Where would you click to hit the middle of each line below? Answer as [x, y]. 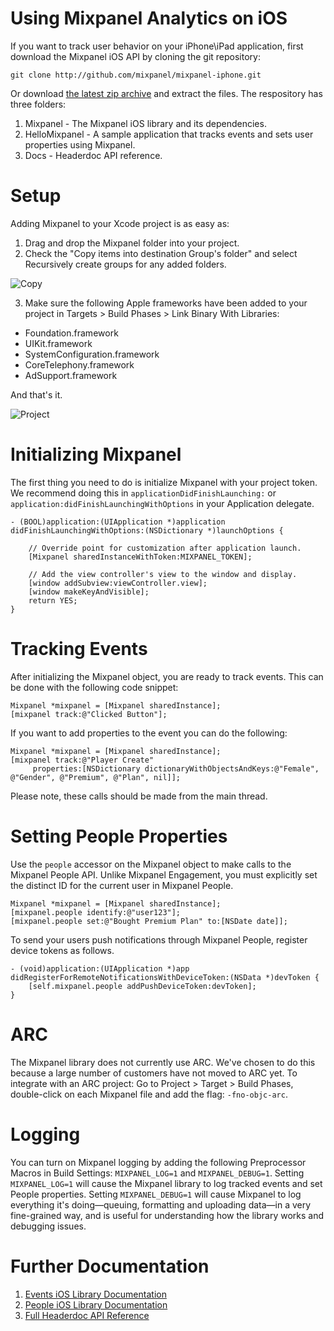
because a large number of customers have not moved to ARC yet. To [154, 1073]
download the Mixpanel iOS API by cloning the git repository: [135, 56]
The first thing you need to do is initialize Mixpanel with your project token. [164, 482]
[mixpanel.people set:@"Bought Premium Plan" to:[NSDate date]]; [149, 921]
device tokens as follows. [62, 950]
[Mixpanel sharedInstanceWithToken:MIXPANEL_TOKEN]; [140, 557]
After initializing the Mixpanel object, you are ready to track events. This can [167, 676]
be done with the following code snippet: [94, 687]
